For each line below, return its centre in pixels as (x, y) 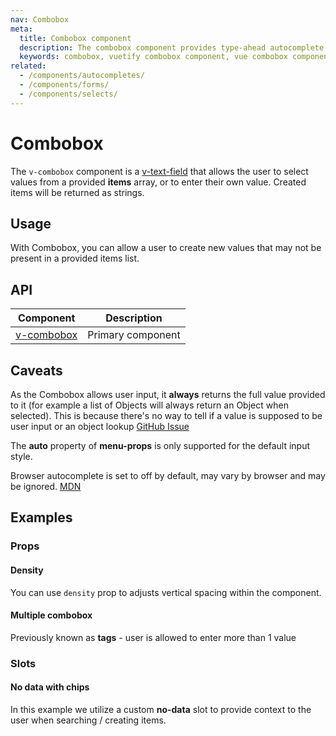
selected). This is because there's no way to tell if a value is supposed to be (166, 415)
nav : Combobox (40, 19)
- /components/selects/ (68, 94)
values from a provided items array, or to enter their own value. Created (158, 182)
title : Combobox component (75, 38)
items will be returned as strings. (77, 192)
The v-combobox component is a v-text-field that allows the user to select (159, 171)
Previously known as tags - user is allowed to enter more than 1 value (153, 637)
